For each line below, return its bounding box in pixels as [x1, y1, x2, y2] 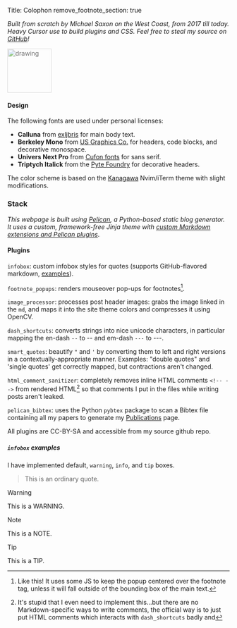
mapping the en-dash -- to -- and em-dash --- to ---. [7, 334, 164, 343]
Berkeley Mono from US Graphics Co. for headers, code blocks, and [17, 137, 217, 147]
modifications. [7, 181, 49, 190]
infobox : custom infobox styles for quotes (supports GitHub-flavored [7, 261, 207, 270]
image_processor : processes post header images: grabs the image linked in [7, 297, 225, 306]
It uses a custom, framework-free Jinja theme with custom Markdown [7, 222, 211, 231]
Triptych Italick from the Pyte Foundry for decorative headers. [17, 160, 200, 168]
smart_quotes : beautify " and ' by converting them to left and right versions [7, 347, 226, 356]
